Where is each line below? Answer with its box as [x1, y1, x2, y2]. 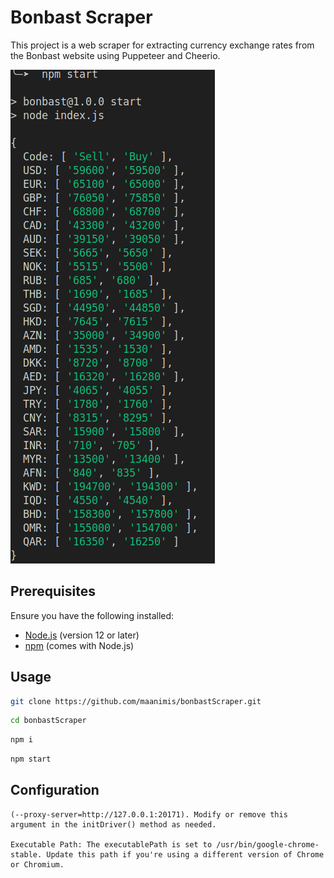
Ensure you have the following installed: [10, 609, 175, 621]
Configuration [10, 782, 100, 799]
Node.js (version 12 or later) [24, 629, 140, 641]
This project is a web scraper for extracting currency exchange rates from [10, 39, 315, 51]
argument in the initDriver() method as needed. [10, 819, 217, 830]
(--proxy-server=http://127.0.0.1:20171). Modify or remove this [10, 809, 288, 820]
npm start [10, 754, 52, 765]
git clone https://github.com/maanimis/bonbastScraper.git [10, 696, 262, 706]
